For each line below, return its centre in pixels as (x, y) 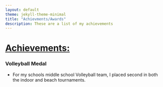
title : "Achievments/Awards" (36, 19)
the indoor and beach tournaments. (49, 80)
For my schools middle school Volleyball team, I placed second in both (85, 75)
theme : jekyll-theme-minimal (36, 14)
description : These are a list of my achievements (59, 24)
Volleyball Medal (26, 64)
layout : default (22, 10)
